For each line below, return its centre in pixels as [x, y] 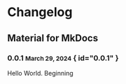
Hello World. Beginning [40, 73]
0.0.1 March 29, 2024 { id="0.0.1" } [63, 58]
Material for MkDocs [53, 38]
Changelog [40, 12]
